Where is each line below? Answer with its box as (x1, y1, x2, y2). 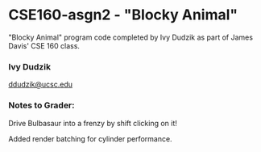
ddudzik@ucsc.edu (8, 79, 73, 90)
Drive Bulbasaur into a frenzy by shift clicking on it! (8, 118, 177, 128)
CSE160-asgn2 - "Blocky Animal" (8, 6, 238, 24)
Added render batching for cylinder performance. (8, 133, 172, 143)
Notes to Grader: (8, 99, 75, 111)
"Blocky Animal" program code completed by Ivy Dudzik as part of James (8, 32, 254, 42)
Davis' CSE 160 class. (8, 40, 81, 50)
